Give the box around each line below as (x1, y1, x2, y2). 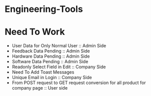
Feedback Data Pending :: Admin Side (11, 48, 90, 54)
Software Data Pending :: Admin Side (11, 59, 88, 65)
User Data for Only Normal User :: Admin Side (11, 43, 106, 49)
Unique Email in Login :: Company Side (11, 75, 92, 81)
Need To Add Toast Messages (11, 69, 74, 75)
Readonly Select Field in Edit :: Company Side (11, 64, 106, 70)
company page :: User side (11, 85, 68, 91)
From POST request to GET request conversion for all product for (11, 80, 146, 86)
